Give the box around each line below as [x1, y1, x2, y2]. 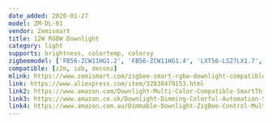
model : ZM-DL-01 [8, 19, 63, 28]
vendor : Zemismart [8, 27, 70, 35]
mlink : [8, 72, 31, 80]
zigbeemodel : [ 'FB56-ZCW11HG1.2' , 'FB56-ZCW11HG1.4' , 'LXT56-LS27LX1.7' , [8, 57, 263, 66]
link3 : [8, 95, 31, 103]
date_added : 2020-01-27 [8, 11, 89, 20]
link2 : [8, 87, 31, 95]
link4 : [8, 102, 31, 110]
